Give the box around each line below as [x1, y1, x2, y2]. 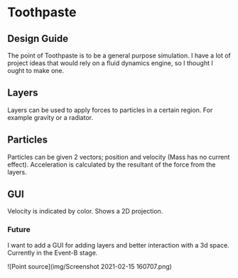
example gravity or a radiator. [7, 113, 94, 121]
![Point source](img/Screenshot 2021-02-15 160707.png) [7, 262, 173, 270]
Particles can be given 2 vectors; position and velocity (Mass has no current [7, 152, 230, 161]
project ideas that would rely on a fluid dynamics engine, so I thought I [7, 59, 213, 67]
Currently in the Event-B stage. [7, 248, 98, 257]
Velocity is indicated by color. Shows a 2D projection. [7, 207, 163, 216]
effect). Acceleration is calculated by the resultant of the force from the [7, 160, 216, 169]
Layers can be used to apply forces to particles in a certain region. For [7, 106, 213, 114]
